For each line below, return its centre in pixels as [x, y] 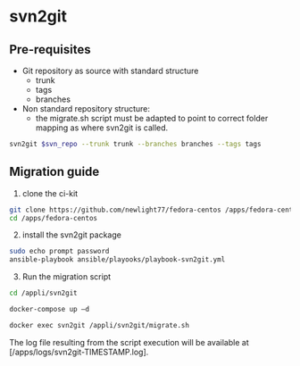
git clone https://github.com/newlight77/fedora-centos [115, 210]
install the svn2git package [72, 235]
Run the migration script [67, 277]
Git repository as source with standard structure [110, 71]
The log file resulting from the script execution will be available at [129, 342]
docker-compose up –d [50, 310]
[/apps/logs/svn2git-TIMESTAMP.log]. [79, 352]
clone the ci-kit [50, 193]
